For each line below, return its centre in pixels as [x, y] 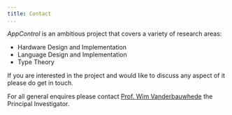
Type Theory [36, 62]
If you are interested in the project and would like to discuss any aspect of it [116, 75]
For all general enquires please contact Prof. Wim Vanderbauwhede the [110, 96]
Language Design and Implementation [72, 54]
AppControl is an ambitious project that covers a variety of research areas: [115, 33]
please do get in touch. [40, 83]
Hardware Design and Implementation [72, 47]
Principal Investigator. [38, 103]
